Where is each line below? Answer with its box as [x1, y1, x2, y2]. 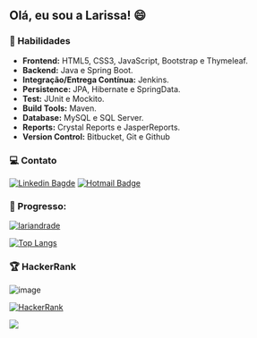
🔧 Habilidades [9, 35, 71, 47]
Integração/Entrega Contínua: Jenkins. [21, 74, 170, 85]
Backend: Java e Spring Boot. [21, 64, 133, 75]
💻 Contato [9, 154, 57, 166]
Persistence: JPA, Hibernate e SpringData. [21, 83, 181, 94]
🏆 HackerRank [9, 260, 76, 273]
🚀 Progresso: [9, 199, 67, 212]
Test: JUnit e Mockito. [21, 93, 105, 104]
